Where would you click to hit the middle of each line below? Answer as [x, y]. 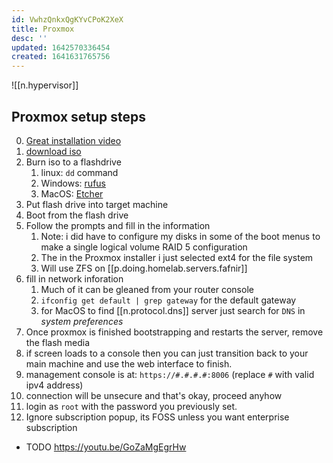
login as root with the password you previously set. [131, 406]
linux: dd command [79, 172]
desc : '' [29, 38]
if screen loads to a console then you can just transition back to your [167, 353]
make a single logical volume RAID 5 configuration [144, 247]
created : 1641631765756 [61, 57]
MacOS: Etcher [72, 193]
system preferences [82, 321]
